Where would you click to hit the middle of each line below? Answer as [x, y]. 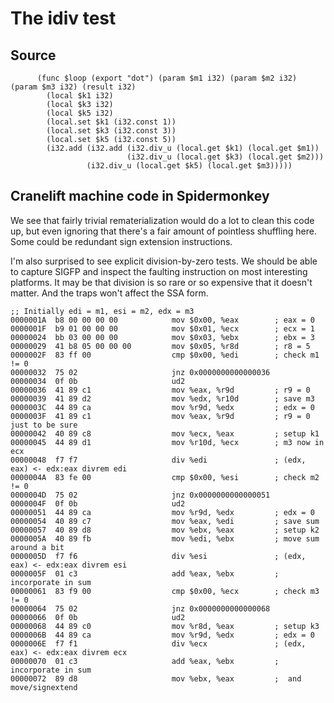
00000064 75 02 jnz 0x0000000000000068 [140, 608]
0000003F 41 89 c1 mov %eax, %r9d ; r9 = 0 [160, 416]
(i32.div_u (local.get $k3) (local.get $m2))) [225, 157]
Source [33, 55]
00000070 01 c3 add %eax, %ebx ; [145, 661]
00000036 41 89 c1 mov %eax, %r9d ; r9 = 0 [160, 390]
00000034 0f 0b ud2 [98, 381]
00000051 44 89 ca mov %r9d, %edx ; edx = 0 [162, 512]
